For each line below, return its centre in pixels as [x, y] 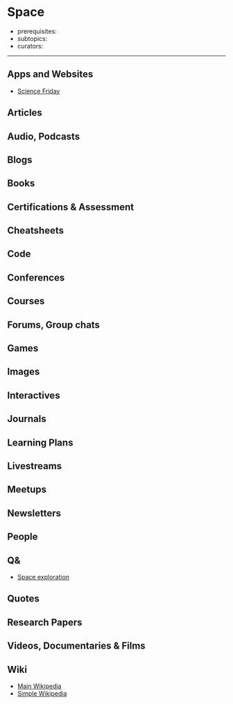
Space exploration [43, 577]
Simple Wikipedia [42, 693]
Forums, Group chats [54, 325]
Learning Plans [40, 442]
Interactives [34, 395]
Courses [26, 301]
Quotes [24, 599]
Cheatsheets [36, 230]
